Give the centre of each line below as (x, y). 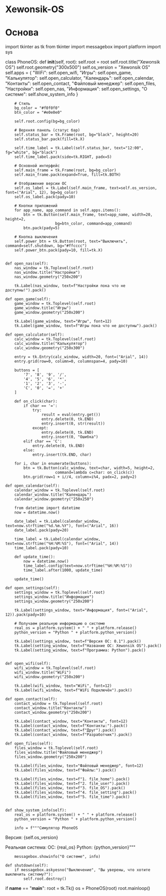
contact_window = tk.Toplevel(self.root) (58, 704)
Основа (22, 33)
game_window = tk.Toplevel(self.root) (55, 304)
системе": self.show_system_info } (42, 94)
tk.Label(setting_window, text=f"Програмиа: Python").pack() (80, 650)
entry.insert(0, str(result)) (73, 424)
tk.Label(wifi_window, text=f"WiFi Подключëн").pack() (73, 690)
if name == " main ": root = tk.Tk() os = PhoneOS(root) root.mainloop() (78, 888)
